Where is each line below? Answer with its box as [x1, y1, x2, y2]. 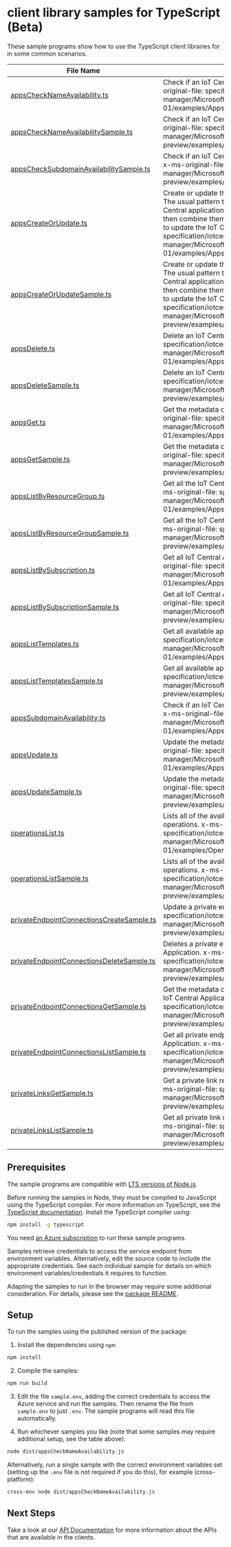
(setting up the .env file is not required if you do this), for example [7, 1468, 193, 1476]
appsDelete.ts [10, 344, 56, 353]
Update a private [162, 902, 217, 911]
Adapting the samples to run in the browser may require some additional [7, 1282, 212, 1290]
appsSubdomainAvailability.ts [10, 713, 106, 722]
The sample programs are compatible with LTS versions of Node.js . [7, 1180, 198, 1188]
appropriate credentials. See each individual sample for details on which [7, 1261, 212, 1269]
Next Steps [7, 1507, 56, 1520]
